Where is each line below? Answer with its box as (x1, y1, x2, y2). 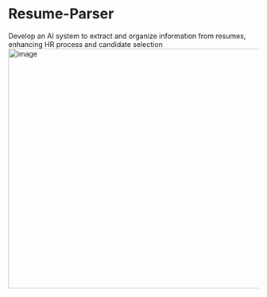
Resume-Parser (8, 5, 114, 23)
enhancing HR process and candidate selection (8, 39, 163, 49)
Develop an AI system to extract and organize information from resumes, (8, 31, 246, 41)
